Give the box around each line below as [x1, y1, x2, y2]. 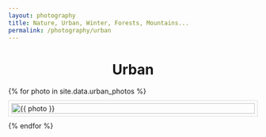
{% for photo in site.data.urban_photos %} [8, 86, 146, 96]
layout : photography [8, 11, 77, 20]
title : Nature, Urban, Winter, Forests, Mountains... [8, 19, 190, 27]
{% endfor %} [8, 121, 54, 131]
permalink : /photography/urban [8, 26, 112, 34]
